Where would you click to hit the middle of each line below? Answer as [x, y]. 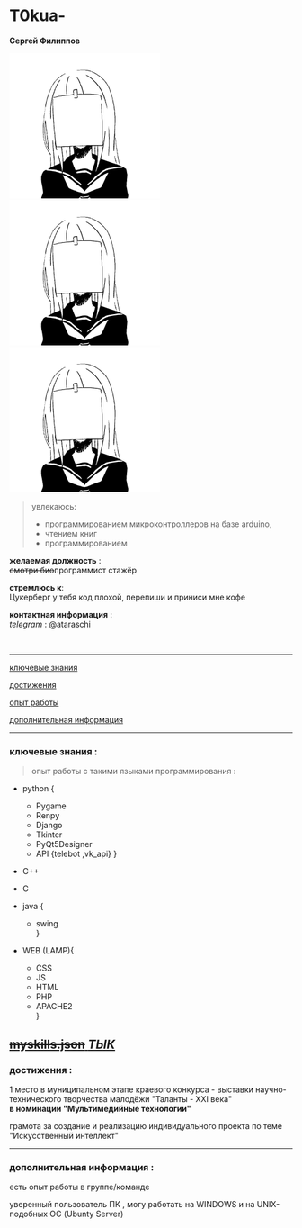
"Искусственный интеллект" [64, 1135]
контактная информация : [61, 614]
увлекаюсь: [53, 506]
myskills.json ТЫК [62, 1044]
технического [36, 1098]
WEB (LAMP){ [48, 951]
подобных [28, 1214]
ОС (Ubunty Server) [86, 1214]
